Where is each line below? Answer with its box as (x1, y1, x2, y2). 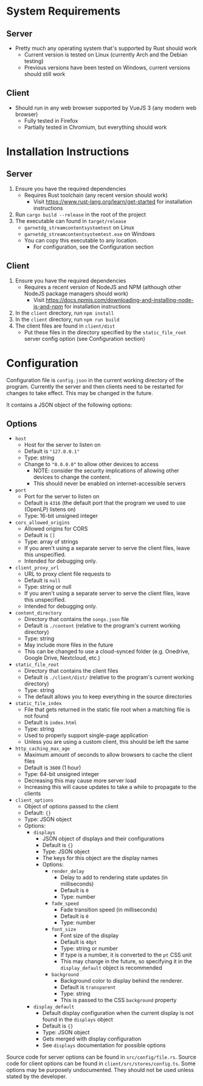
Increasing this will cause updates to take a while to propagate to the (24, 783, 196, 791)
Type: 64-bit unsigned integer (24, 771, 100, 778)
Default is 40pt (60, 938, 97, 946)
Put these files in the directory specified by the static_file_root (24, 328, 187, 335)
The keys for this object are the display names (42, 854, 158, 862)
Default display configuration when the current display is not (42, 1009, 194, 1017)
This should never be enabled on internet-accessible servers (33, 480, 186, 487)
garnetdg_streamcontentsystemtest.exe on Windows (24, 230, 155, 238)
